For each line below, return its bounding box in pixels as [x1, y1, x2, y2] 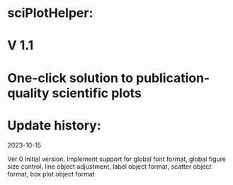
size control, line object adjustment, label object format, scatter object [7, 162, 212, 171]
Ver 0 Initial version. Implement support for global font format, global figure [7, 155, 227, 163]
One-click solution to [7, 69, 133, 86]
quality [7, 85, 50, 101]
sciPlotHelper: [7, 5, 93, 21]
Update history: [7, 117, 101, 133]
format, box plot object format [7, 169, 95, 178]
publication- [135, 69, 210, 86]
